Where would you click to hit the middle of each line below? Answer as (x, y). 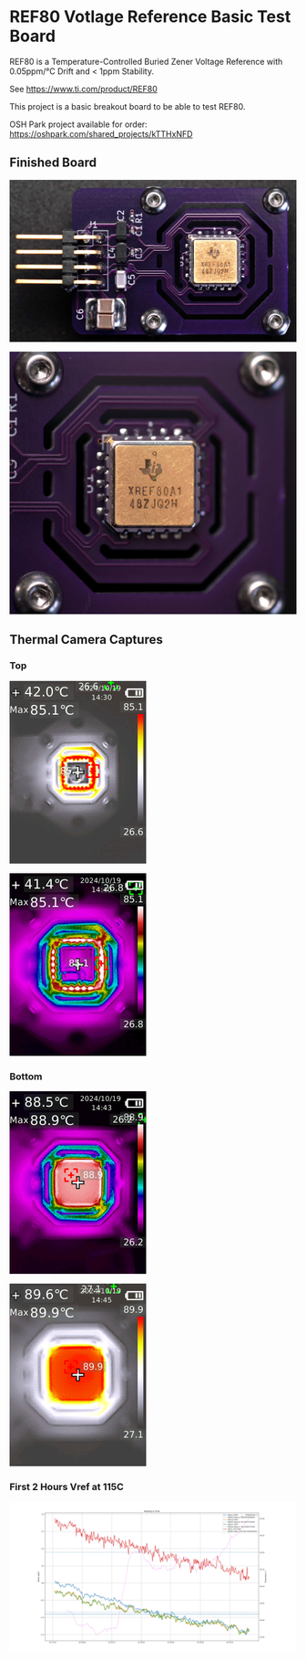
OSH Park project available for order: (78, 124)
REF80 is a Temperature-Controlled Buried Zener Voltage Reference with (146, 61)
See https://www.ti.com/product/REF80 (83, 89)
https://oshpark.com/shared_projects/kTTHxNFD (101, 133)
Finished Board (53, 163)
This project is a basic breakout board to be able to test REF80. (127, 106)
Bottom (26, 1077)
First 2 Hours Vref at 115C (67, 1487)
